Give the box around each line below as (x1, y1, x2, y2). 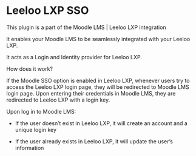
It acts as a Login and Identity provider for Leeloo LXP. (6, 53, 143, 60)
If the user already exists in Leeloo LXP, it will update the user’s (15, 137, 173, 145)
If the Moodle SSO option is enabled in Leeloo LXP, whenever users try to (6, 77, 190, 84)
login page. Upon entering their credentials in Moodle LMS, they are (6, 89, 176, 97)
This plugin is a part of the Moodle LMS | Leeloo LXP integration (6, 24, 166, 31)
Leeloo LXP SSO (6, 4, 89, 18)
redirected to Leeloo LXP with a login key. (6, 96, 110, 103)
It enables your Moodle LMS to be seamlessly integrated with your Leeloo (6, 35, 191, 42)
